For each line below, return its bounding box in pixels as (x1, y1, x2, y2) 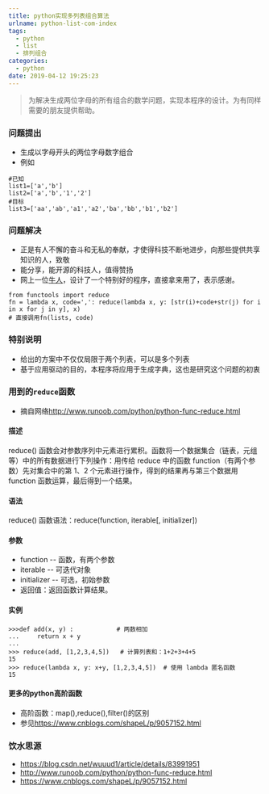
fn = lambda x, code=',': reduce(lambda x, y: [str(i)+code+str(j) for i (8, 298, 262, 307)
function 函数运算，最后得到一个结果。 (8, 476, 137, 485)
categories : (8, 57, 48, 65)
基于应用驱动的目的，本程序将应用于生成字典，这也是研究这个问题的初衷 (19, 364, 260, 374)
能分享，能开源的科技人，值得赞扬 (19, 265, 134, 275)
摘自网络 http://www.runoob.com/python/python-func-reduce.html (19, 405, 241, 416)
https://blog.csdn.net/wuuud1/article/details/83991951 (19, 759, 200, 769)
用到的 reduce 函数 (8, 386, 76, 397)
